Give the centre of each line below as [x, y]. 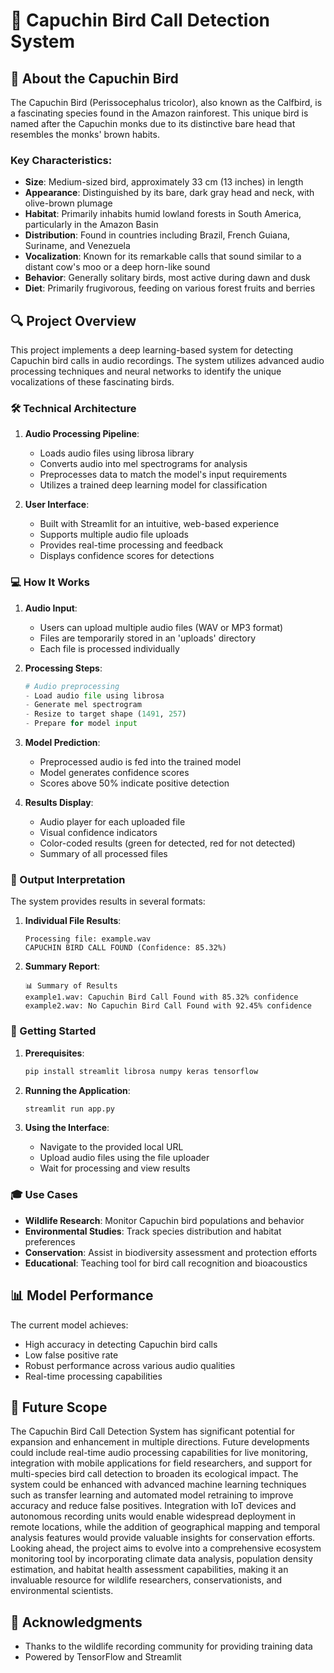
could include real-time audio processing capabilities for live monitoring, [159, 1453]
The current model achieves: [69, 1325]
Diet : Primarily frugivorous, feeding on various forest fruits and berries [170, 288]
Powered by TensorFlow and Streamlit [103, 1657]
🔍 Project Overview [73, 320]
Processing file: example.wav [88, 939]
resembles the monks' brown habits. [85, 134]
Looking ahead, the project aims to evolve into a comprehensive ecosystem [166, 1548]
